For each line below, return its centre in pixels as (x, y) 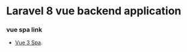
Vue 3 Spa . (29, 42)
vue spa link (24, 30)
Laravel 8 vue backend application (94, 11)
